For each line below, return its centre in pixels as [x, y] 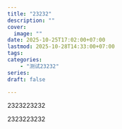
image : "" [28, 33]
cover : [17, 27]
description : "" [31, 20]
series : [19, 73]
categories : [25, 60]
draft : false [26, 79]
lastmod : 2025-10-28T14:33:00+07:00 [61, 47]
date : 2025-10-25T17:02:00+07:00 [56, 40]
